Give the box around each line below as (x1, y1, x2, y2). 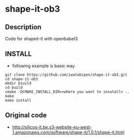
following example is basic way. (12, 62, 76, 69)
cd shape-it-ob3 (5, 77, 38, 81)
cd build (5, 85, 23, 90)
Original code (5, 111, 47, 120)
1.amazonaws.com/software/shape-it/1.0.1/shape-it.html (12, 129, 125, 135)
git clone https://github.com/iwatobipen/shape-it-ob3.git (5, 72, 128, 77)
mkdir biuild (5, 80, 32, 86)
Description (5, 23, 41, 31)
